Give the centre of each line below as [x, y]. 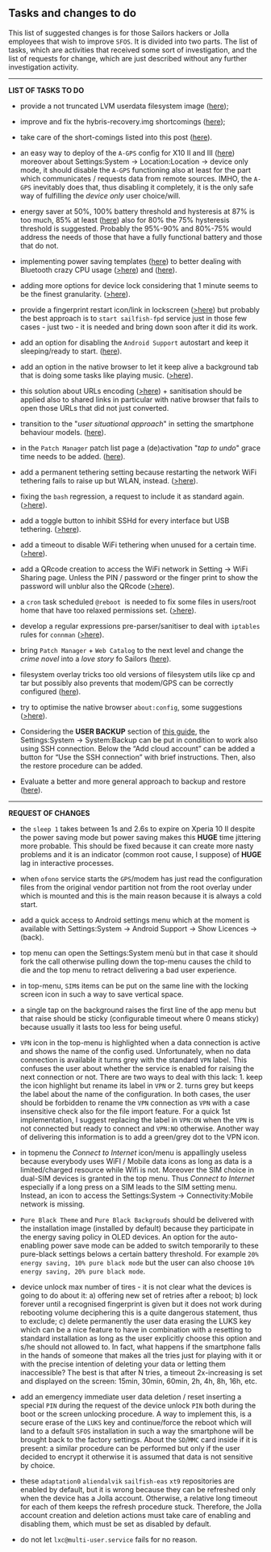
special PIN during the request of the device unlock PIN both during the [138, 1405]
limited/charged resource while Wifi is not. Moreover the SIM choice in [137, 1169]
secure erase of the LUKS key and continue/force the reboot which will [136, 1422]
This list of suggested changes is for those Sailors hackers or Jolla [119, 32]
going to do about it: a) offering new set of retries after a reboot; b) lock [139, 1295]
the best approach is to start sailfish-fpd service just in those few [133, 318]
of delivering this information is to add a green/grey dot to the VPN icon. [140, 1136]
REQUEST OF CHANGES [49, 813]
